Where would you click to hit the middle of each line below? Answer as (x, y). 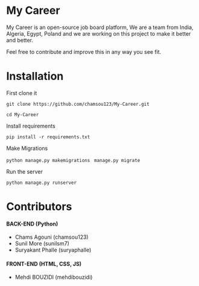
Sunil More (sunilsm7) (42, 244)
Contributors (39, 207)
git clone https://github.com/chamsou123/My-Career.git (78, 104)
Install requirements (31, 126)
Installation (35, 76)
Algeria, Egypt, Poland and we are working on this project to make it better (99, 33)
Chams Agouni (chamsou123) (52, 237)
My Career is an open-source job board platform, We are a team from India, (100, 27)
